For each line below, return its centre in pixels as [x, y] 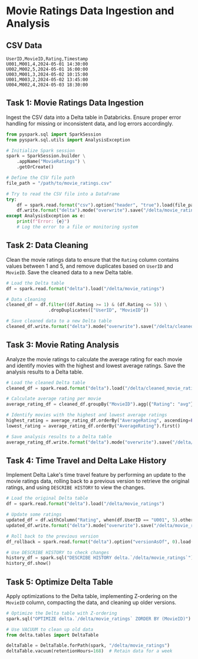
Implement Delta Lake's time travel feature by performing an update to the [96, 475]
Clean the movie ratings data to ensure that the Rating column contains [93, 259]
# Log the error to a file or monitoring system [77, 227]
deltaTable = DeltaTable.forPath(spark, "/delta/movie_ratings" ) [88, 646]
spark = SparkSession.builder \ [46, 156]
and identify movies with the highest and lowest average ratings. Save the [96, 365]
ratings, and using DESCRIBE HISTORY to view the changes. [76, 487]
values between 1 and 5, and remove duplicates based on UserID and [90, 266]
